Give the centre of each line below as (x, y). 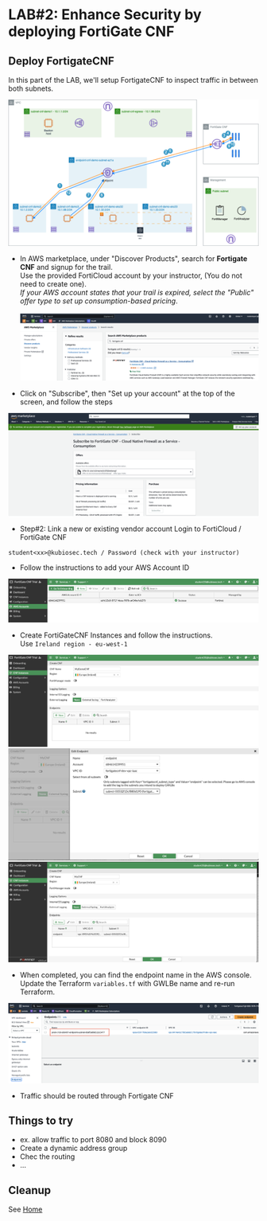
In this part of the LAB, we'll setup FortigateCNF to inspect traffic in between (133, 80)
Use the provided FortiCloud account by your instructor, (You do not (131, 275)
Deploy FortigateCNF (61, 61)
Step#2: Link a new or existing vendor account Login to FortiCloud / (130, 529)
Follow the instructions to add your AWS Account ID (104, 568)
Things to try (41, 1121)
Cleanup (30, 1190)
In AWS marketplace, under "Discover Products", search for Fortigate (133, 259)
